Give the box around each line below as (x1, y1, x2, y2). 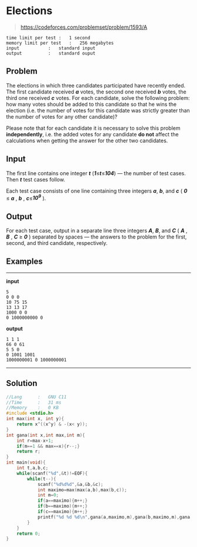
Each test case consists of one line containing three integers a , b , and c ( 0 (6, 187, 188, 194)
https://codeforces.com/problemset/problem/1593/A (20, 24, 148, 31)
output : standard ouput (6, 50, 96, 56)
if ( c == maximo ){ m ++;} (37, 509, 88, 515)
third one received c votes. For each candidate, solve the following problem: (6, 94, 190, 101)
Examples (6, 257, 43, 267)
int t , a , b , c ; (16, 465, 49, 471)
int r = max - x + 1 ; (16, 438, 54, 444)
